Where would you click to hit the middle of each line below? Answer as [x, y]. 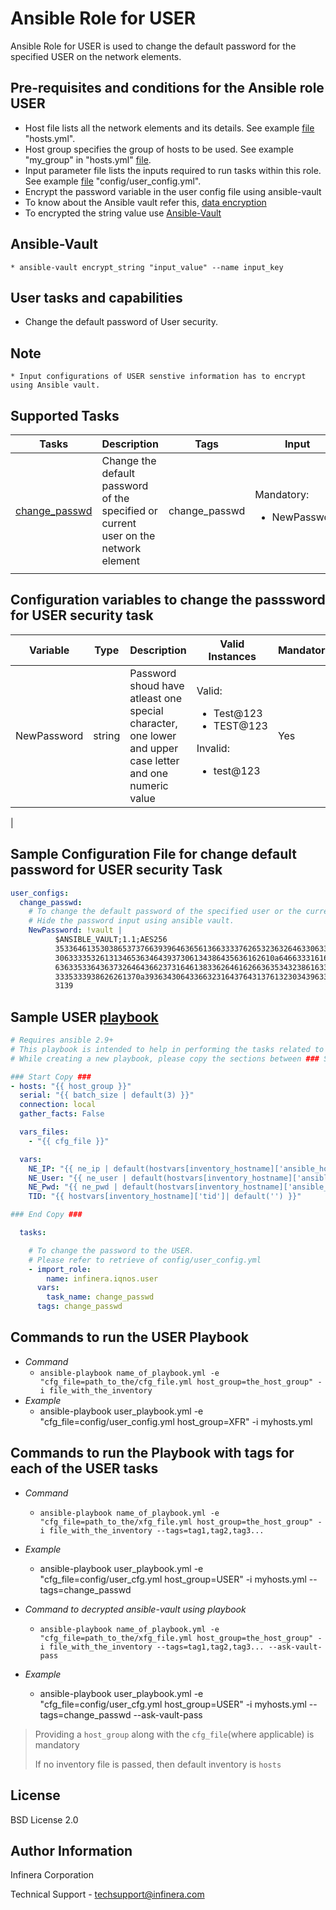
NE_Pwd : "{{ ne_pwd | [73, 1187]
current [119, 523]
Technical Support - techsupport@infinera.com [107, 1894]
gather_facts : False [62, 1114]
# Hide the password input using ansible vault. [131, 921]
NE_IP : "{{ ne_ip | [69, 1168]
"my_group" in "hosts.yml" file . [88, 159]
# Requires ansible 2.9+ [62, 1040]
